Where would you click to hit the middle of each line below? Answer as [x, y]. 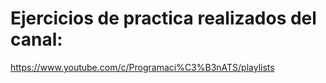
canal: [36, 39]
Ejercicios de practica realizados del [163, 18]
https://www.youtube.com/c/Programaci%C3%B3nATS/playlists [142, 67]
